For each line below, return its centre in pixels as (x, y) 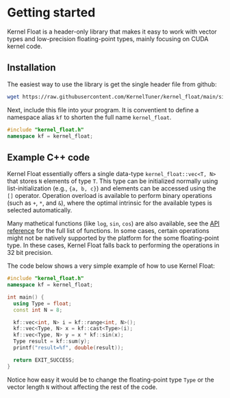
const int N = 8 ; (38, 310)
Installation (31, 67)
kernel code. (25, 46)
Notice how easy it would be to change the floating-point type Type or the (111, 380)
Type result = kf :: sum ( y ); (52, 341)
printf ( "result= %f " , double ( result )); (69, 348)
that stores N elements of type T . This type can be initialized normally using (113, 181)
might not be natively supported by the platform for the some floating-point (113, 238)
